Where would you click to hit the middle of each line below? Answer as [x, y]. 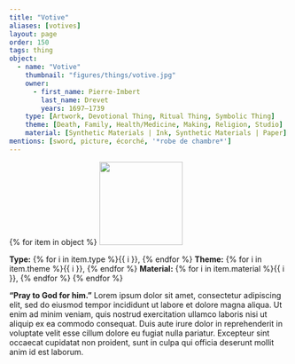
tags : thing [31, 51]
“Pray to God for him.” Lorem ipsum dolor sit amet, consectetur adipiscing [145, 295]
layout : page [33, 34]
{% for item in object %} [53, 241]
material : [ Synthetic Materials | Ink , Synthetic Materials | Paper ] [156, 133]
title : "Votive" [39, 17]
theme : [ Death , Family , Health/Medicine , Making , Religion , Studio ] [154, 125]
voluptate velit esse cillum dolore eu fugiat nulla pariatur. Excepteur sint [140, 333]
